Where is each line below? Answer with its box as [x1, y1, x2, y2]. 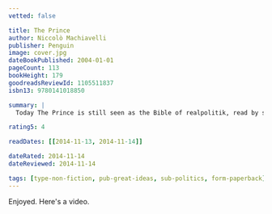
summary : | [8, 101, 45, 109]
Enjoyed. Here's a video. [8, 196, 90, 206]
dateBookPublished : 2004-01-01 [8, 57, 114, 65]
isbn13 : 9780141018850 [8, 86, 85, 94]
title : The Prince [8, 26, 70, 35]
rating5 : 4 [8, 123, 45, 132]
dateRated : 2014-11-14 [8, 153, 85, 161]
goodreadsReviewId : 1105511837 [8, 78, 114, 87]
